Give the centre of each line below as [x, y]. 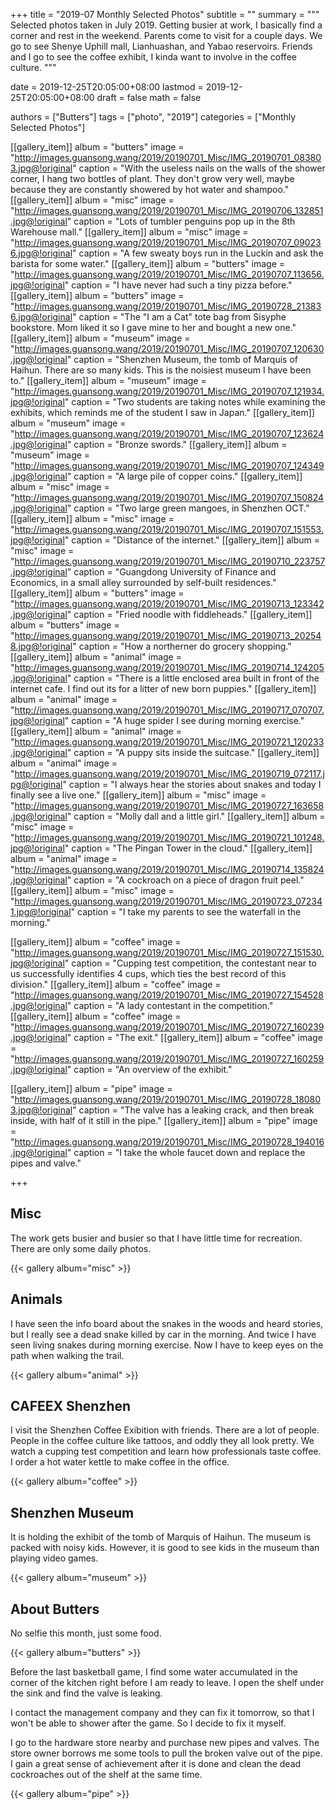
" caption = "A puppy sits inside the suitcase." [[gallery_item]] [193, 752]
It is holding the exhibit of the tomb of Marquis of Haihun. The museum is [161, 1537]
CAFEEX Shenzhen [71, 1406]
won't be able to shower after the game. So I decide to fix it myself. [148, 1723]
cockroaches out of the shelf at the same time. [106, 1775]
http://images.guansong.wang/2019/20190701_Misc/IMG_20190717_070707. [169, 710]
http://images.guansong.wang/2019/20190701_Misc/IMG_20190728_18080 [168, 1099]
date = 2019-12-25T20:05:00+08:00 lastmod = [107, 87]
